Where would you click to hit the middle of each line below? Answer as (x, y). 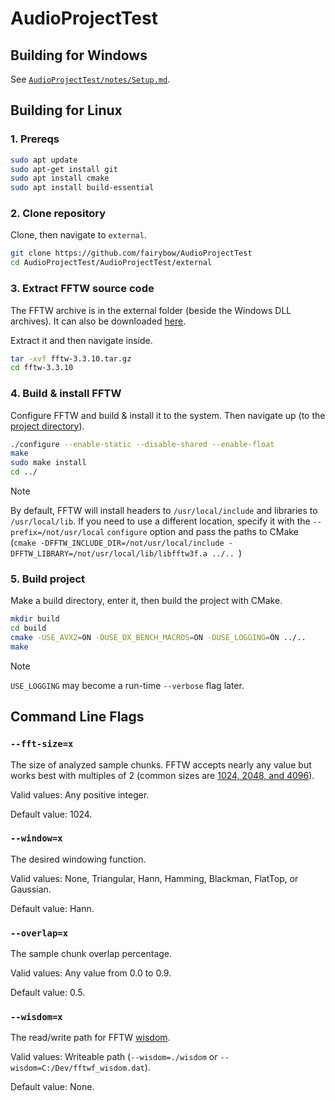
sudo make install (48, 463)
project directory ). (47, 426)
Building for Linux (66, 110)
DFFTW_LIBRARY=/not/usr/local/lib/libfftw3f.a (109, 554)
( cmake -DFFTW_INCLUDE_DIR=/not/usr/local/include (117, 543)
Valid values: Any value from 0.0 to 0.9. (91, 973)
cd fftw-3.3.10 (42, 368)
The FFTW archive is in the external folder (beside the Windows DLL (151, 310)
